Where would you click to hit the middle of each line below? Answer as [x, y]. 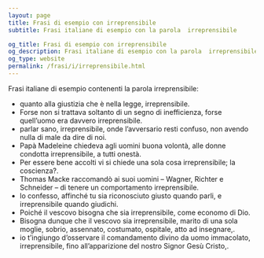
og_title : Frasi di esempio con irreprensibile [88, 44]
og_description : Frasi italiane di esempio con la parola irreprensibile [133, 52]
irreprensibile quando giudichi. [69, 204]
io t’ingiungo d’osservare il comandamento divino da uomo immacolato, [135, 238]
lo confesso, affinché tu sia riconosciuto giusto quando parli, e [121, 195]
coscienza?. [39, 171]
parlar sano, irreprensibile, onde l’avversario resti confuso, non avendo [134, 129]
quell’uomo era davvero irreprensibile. [81, 120]
